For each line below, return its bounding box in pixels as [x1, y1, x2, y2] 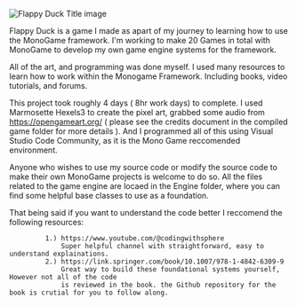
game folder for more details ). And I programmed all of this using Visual [9, 126, 274, 137]
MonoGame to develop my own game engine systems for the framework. [9, 44, 277, 55]
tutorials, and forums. [9, 81, 88, 90]
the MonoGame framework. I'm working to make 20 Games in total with [9, 35, 271, 45]
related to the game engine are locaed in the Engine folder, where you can [9, 181, 281, 191]
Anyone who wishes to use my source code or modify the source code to [9, 162, 278, 172]
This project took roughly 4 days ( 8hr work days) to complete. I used [9, 98, 263, 108]
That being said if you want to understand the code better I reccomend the [9, 208, 283, 217]
